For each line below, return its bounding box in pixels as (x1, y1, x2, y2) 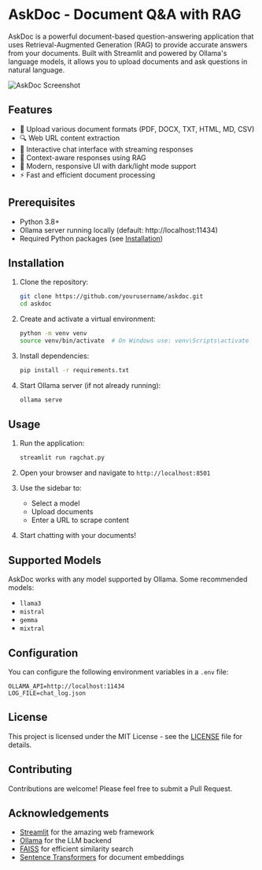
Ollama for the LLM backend (19, 836, 112, 846)
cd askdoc (19, 300, 53, 308)
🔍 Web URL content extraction (19, 133, 120, 143)
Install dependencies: (19, 351, 90, 360)
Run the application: (19, 439, 85, 448)
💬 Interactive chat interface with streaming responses (19, 144, 194, 154)
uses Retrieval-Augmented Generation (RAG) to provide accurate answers (8, 39, 248, 49)
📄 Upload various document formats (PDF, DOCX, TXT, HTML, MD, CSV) (19, 124, 255, 133)
